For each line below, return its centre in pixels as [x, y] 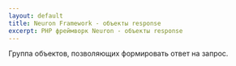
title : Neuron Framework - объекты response [85, 23]
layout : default [36, 16]
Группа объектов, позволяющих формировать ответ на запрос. [118, 54]
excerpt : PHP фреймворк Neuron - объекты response [96, 31]
